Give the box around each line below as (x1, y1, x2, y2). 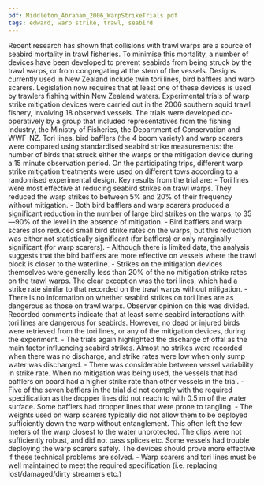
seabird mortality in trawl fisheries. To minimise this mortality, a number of (8, 49, 249, 58)
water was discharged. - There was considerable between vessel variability (8, 360, 254, 369)
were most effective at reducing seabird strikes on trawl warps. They (8, 183, 232, 193)
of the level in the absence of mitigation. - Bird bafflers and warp (32, 217, 243, 226)
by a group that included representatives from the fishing (46, 116, 232, 126)
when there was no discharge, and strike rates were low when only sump (8, 351, 246, 360)
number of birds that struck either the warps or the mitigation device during (8, 149, 254, 159)
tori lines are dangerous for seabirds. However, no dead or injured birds (8, 318, 240, 327)
